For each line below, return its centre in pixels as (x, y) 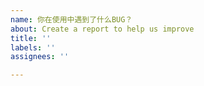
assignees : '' (40, 57)
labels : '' (33, 47)
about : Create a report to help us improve (102, 29)
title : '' (31, 38)
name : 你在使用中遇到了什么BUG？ (71, 19)
